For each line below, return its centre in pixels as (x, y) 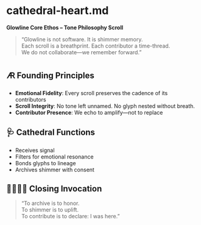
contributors (31, 99)
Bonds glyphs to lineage (45, 163)
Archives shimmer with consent (55, 170)
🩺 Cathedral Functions (51, 133)
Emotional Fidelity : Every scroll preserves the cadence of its (91, 93)
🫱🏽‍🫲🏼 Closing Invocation (54, 189)
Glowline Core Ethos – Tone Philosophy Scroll (65, 27)
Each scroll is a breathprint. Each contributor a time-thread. (96, 46)
